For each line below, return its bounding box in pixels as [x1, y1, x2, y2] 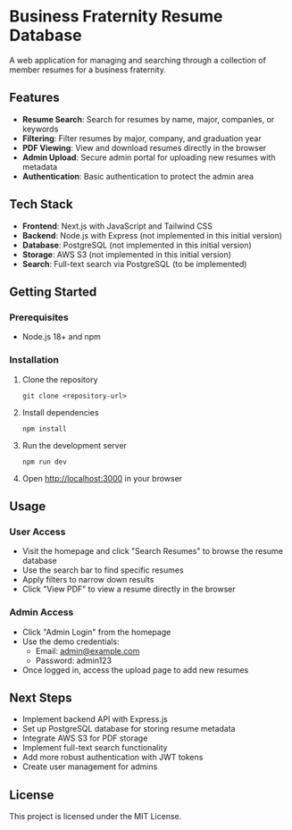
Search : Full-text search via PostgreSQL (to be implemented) [21, 258, 247, 269]
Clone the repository [21, 373, 98, 385]
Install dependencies [21, 407, 100, 417]
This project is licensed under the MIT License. [9, 811, 182, 822]
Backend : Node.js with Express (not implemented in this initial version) [21, 230, 283, 240]
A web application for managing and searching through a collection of [9, 54, 266, 65]
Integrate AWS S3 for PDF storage [21, 733, 148, 743]
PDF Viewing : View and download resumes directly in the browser [21, 142, 267, 153]
